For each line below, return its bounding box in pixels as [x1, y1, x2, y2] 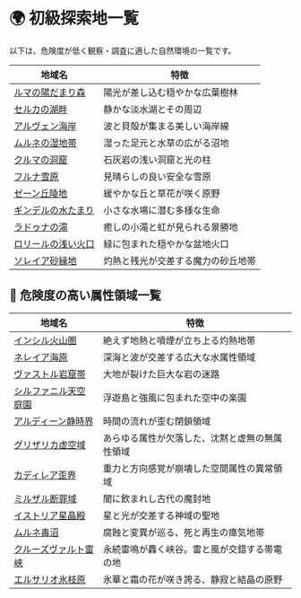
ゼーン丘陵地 [13, 187, 68, 199]
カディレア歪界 [13, 469, 76, 481]
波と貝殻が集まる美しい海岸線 [103, 119, 230, 132]
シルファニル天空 [13, 384, 87, 397]
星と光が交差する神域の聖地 [102, 509, 220, 522]
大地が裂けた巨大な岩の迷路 [102, 367, 220, 380]
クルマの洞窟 [13, 154, 68, 166]
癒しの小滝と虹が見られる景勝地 [103, 221, 239, 233]
